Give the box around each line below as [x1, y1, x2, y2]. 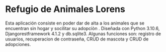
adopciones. [5, 41, 31, 47]
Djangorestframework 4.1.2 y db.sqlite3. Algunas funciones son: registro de [5, 30, 161, 36]
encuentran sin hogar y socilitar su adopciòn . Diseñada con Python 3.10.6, [5, 25, 160, 31]
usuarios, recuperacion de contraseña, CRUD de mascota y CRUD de [5, 36, 149, 42]
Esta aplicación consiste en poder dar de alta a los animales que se [5, 20, 145, 26]
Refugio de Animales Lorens [5, 3, 126, 15]
